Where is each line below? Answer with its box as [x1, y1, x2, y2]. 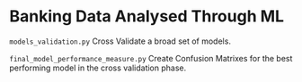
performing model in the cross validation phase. [9, 62, 187, 73]
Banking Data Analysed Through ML [9, 6, 285, 27]
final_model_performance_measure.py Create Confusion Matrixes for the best [9, 53, 293, 63]
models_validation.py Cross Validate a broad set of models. [9, 36, 232, 46]
